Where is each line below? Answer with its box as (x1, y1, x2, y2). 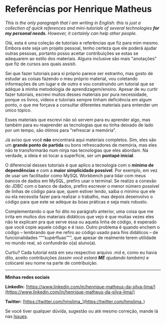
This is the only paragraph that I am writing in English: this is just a (5, 20, 141, 26)
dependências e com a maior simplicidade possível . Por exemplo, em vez (5, 167, 158, 173)
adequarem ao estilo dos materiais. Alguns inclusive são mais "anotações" (5, 55, 157, 61)
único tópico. (5, 107, 32, 113)
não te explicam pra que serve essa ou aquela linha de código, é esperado (5, 219, 157, 225)
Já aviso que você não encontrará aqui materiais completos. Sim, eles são (5, 137, 157, 143)
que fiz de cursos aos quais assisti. (5, 61, 77, 67)
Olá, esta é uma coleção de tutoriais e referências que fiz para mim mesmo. (5, 40, 159, 45)
